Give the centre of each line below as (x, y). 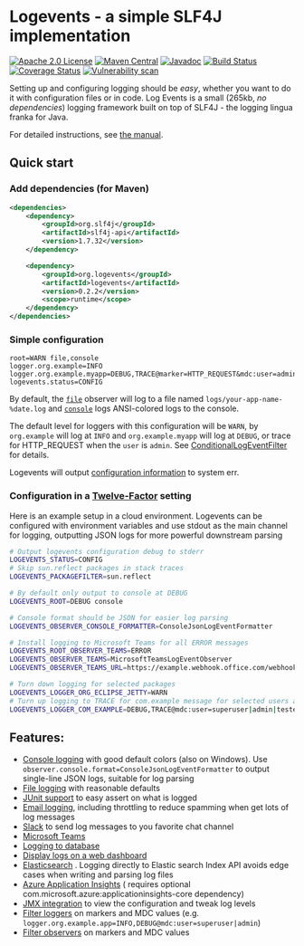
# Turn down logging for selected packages (93, 684)
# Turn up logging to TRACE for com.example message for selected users (149, 701)
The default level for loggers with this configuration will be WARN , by (134, 426)
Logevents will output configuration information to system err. (124, 473)
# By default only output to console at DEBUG (99, 593)
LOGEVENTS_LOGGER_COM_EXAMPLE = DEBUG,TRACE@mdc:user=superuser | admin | (143, 709)
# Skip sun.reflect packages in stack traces (96, 569)
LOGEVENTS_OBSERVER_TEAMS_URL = (68, 668)
